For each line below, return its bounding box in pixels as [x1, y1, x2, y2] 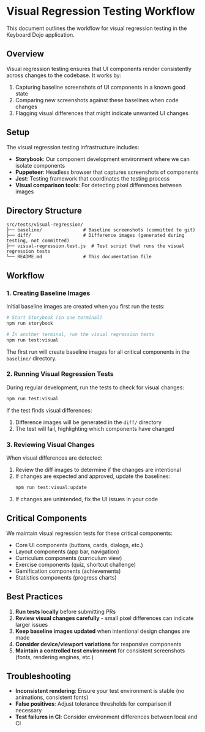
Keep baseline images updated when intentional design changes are [15, 627, 190, 635]
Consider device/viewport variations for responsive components [15, 640, 182, 648]
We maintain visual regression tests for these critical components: [6, 529, 173, 537]
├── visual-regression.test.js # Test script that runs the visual [6, 243, 185, 249]
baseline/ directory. [6, 354, 57, 362]
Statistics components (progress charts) [15, 573, 117, 581]
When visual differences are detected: [6, 454, 103, 461]
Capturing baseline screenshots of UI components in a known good [15, 83, 185, 91]
